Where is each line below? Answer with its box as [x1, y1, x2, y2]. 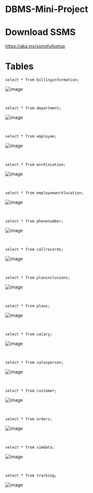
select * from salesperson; [5, 360, 64, 365]
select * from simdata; [5, 445, 55, 450]
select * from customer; [5, 388, 57, 393]
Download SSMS [5, 27, 76, 38]
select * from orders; [5, 417, 52, 422]
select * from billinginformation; [5, 77, 79, 82]
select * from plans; [5, 304, 50, 309]
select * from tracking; [5, 473, 57, 478]
